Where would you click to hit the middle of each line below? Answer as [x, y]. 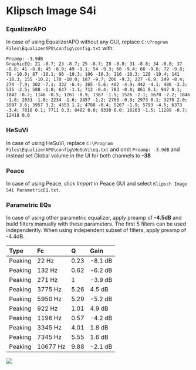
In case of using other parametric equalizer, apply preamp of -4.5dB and [94, 218]
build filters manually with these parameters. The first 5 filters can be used [96, 224]
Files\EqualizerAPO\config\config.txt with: [60, 48]
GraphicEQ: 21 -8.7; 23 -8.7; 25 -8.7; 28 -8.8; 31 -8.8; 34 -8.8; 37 [94, 64]
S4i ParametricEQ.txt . [33, 190]
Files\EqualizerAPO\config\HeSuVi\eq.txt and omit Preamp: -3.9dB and [93, 149]
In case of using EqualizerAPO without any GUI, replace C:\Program [87, 42]
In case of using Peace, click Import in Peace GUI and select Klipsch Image [97, 184]
